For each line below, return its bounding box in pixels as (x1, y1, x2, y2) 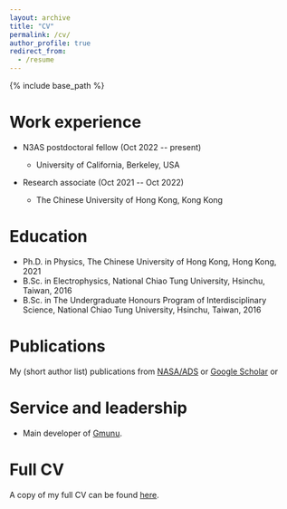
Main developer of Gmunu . (22, 427, 122, 438)
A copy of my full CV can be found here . (9, 489, 160, 500)
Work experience (9, 112, 142, 132)
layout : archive (9, 13, 71, 23)
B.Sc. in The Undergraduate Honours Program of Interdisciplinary (22, 294, 267, 305)
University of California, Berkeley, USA (35, 159, 180, 170)
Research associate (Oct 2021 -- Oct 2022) (22, 177, 184, 187)
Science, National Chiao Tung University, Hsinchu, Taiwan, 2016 (22, 304, 262, 315)
